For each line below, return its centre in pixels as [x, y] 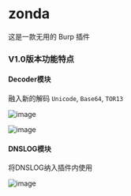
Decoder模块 [30, 79]
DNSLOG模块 [30, 149]
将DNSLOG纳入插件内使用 [51, 168]
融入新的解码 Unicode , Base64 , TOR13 [66, 99]
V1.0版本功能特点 [41, 58]
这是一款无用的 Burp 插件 [49, 36]
